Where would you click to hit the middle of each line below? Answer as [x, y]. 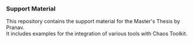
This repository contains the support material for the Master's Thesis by [93, 21]
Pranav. [15, 27]
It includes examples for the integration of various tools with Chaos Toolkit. [97, 34]
